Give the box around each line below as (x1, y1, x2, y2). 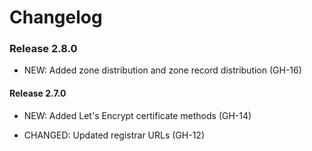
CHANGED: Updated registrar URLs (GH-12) (23, 129, 205, 141)
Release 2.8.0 (9, 42, 78, 56)
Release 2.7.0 (9, 87, 67, 100)
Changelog (9, 6, 103, 29)
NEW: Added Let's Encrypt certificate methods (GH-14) (23, 109, 252, 121)
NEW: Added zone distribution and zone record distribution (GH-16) (23, 64, 302, 76)
